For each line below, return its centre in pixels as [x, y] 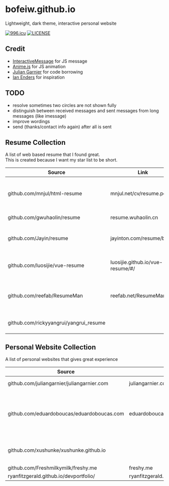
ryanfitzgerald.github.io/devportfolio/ [52, 476]
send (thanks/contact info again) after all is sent [62, 127]
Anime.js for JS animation [39, 66]
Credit [15, 49]
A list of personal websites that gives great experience [62, 359]
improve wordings [31, 121]
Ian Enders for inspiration [38, 77]
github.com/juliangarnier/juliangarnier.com [58, 384]
